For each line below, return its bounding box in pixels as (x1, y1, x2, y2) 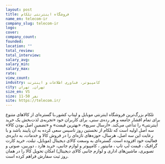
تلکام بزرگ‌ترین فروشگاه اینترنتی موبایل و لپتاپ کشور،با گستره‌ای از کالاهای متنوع (5, 112, 154, 117)
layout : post (5, 7, 32, 12)
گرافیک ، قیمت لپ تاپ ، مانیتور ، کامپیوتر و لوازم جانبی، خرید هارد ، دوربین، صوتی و (5, 143, 158, 149)
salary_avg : (5, 57, 30, 62)
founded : (5, 39, 24, 44)
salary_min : (5, 62, 30, 67)
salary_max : (5, 67, 30, 71)
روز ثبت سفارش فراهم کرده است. (5, 153, 69, 159)
